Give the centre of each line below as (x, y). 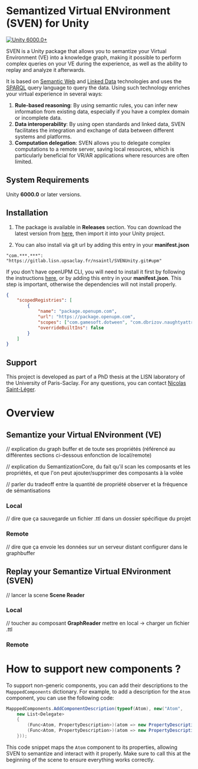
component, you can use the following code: (60, 698)
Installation (27, 213)
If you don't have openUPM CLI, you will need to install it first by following (96, 272)
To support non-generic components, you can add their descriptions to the (97, 685)
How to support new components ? (94, 669)
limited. (24, 161)
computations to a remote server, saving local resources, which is (95, 149)
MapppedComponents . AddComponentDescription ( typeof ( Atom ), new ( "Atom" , (95, 708)
